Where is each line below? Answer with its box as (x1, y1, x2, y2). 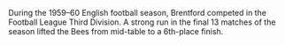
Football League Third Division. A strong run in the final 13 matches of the (8, 17, 276, 27)
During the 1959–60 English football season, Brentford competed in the (8, 8, 267, 18)
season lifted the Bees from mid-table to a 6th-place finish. (8, 26, 224, 36)
